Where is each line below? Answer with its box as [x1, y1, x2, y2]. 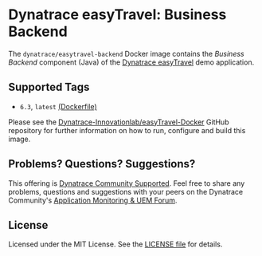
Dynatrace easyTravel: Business [8, 6, 227, 24]
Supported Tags [8, 81, 90, 94]
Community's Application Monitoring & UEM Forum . [8, 195, 178, 205]
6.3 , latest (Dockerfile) [19, 101, 97, 111]
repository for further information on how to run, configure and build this [8, 125, 246, 135]
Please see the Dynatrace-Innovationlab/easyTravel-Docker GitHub [8, 117, 229, 127]
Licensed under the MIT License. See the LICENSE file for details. [8, 239, 223, 249]
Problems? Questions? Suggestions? [8, 157, 196, 171]
